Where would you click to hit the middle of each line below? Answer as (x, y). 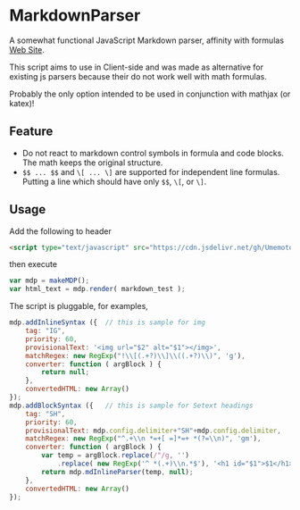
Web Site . (27, 49)
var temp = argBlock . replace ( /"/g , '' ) (116, 456)
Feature (31, 132)
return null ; (66, 372)
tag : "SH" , (46, 414)
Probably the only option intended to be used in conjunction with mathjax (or (150, 94)
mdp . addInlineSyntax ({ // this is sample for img (107, 322)
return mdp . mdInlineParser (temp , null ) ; (117, 472)
